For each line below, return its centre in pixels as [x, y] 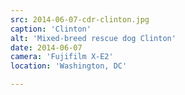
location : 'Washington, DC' [69, 66]
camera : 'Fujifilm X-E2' [62, 57]
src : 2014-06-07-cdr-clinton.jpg [80, 19]
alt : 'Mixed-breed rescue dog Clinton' [93, 38]
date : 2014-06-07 [46, 47]
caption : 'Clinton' [51, 29]
